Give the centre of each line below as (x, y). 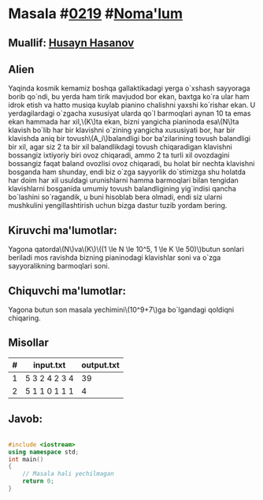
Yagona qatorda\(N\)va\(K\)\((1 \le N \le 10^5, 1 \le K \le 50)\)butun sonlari (126, 250)
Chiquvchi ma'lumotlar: (67, 291)
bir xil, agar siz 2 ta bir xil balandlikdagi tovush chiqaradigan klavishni (120, 147)
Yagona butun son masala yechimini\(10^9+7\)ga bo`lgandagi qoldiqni (121, 310)
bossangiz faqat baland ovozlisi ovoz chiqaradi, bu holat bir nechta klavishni (131, 164)
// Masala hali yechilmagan (68, 474)
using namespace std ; (44, 452)
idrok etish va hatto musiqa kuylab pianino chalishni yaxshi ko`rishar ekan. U (132, 105)
